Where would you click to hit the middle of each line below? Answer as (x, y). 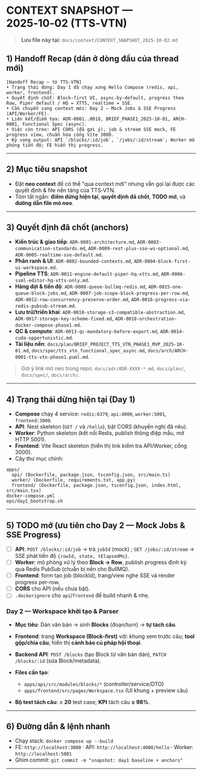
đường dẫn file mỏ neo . (44, 203)
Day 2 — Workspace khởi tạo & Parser (63, 611)
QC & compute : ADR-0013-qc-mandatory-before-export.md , (87, 331)
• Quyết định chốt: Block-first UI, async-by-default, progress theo (95, 98)
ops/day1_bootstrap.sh (35, 501)
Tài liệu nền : (30, 344)
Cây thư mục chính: (39, 459)
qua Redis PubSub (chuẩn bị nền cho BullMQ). (72, 569)
